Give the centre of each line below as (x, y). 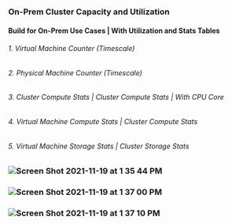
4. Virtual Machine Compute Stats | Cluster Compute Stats (103, 121)
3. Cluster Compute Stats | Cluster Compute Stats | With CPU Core (116, 97)
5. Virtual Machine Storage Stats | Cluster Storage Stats (99, 146)
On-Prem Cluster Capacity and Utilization (89, 12)
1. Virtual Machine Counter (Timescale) (72, 49)
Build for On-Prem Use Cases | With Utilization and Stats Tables (114, 31)
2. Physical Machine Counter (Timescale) (75, 72)
